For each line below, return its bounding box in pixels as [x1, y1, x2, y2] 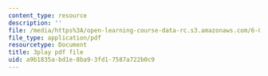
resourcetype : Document [8, 41, 88, 49]
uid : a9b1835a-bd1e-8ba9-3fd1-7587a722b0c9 [8, 56, 156, 64]
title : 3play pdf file [8, 48, 84, 56]
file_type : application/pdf [8, 33, 102, 42]
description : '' [8, 19, 62, 27]
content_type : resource [8, 11, 88, 20]
